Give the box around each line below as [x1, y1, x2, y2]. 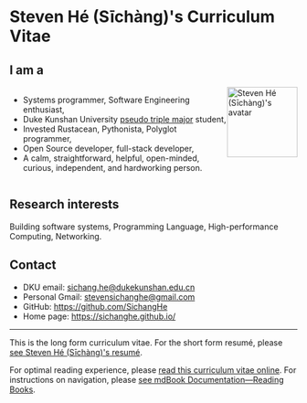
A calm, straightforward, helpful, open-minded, [22, 153, 200, 164]
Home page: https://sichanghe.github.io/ [22, 311, 176, 322]
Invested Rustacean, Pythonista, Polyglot [22, 123, 177, 134]
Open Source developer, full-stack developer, [22, 143, 195, 154]
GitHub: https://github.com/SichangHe [22, 301, 168, 312]
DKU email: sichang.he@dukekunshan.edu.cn [22, 281, 196, 292]
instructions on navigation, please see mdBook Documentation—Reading [9, 374, 285, 385]
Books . [9, 384, 37, 395]
